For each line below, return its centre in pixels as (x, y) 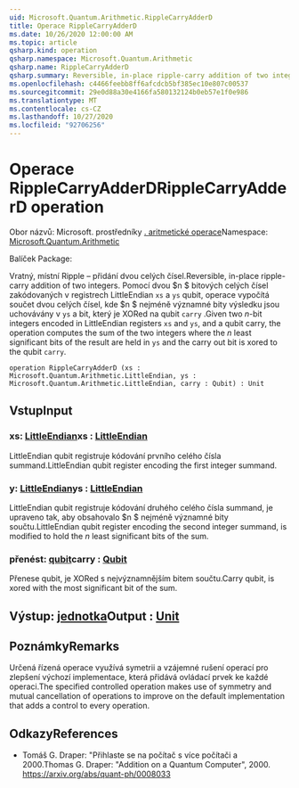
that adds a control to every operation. (80, 706)
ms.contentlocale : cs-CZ (55, 109)
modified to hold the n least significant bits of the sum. (109, 536)
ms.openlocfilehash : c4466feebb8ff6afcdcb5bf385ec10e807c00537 (129, 84)
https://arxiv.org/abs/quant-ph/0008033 (96, 774)
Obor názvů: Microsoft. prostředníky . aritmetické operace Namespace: (139, 232)
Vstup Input (41, 411)
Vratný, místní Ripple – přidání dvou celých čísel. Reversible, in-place (134, 275)
